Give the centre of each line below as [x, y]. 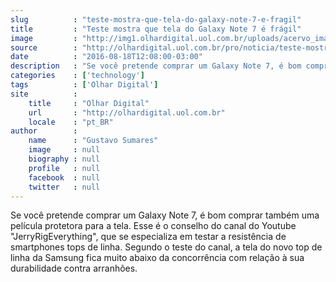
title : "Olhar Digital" [89, 103]
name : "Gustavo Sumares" [93, 141]
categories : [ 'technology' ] [77, 76]
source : [44, 47]
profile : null [64, 168]
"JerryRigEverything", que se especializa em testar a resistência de [148, 237]
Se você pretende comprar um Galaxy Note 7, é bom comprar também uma [165, 215]
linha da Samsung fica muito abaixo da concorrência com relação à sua [157, 258]
